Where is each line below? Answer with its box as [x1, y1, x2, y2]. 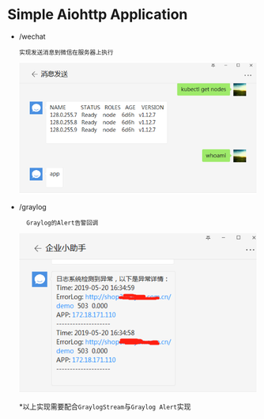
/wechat [18, 32, 46, 41]
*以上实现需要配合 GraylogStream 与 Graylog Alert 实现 [18, 402, 191, 411]
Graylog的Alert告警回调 [26, 219, 99, 227]
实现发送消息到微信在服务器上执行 [18, 48, 114, 56]
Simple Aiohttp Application [7, 6, 188, 24]
